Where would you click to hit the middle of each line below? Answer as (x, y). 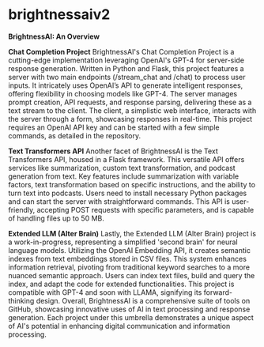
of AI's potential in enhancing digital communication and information (119, 326)
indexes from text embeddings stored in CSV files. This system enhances (128, 258)
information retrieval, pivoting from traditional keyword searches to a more (129, 267)
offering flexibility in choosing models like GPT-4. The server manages (123, 93)
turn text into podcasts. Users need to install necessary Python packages (128, 193)
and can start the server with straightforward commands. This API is (119, 201)
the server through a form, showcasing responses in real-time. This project (130, 119)
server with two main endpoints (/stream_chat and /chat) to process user (127, 77)
